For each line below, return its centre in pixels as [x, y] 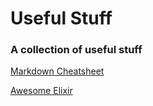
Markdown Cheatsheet [57, 71]
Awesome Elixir [41, 91]
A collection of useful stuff [76, 50]
